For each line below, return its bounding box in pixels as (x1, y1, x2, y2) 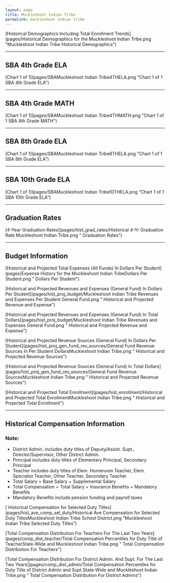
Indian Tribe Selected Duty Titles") (5, 520, 77, 526)
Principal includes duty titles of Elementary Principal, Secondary (12, 457, 147, 463)
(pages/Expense (5, 271, 39, 277)
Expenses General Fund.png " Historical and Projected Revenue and (5, 322, 147, 329)
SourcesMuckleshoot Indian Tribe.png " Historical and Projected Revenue (5, 374, 159, 380)
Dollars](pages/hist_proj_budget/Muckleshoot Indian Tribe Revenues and (5, 317, 158, 323)
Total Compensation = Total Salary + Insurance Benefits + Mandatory (12, 483, 157, 489)
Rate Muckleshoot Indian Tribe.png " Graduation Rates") (5, 232, 122, 238)
